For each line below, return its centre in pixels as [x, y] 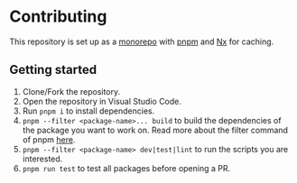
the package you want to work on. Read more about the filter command [155, 130]
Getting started [53, 70]
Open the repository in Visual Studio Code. [102, 101]
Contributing [58, 17]
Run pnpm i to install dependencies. [88, 111]
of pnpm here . [49, 139]
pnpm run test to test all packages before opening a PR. [126, 168]
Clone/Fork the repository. [71, 91]
